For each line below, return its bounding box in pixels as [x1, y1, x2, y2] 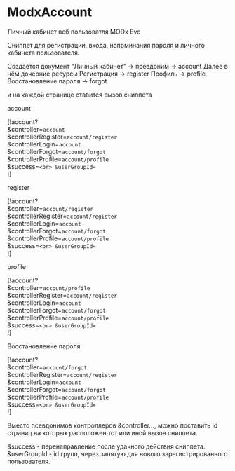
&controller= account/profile [7, 283, 90, 292]
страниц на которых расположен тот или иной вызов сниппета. [7, 428, 198, 437]
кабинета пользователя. [7, 48, 80, 57]
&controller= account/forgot [7, 362, 88, 371]
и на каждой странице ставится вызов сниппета [7, 90, 152, 99]
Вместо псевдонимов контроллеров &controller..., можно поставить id [7, 421, 218, 430]
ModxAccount [7, 4, 93, 20]
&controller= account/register [7, 204, 93, 212]
